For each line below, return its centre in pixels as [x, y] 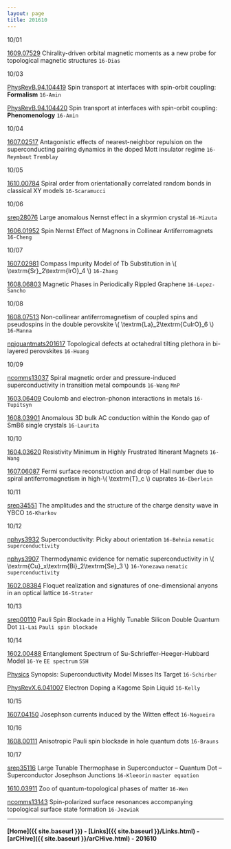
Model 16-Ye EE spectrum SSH [48, 661]
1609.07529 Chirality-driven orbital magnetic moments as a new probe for [112, 53]
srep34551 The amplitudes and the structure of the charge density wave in [113, 505]
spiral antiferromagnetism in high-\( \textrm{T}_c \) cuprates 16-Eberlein [110, 478]
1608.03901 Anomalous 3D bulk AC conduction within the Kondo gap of [108, 417]
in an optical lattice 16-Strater [50, 592]
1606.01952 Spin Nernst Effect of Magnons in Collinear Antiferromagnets [110, 230]
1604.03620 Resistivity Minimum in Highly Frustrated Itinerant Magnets [108, 452]
